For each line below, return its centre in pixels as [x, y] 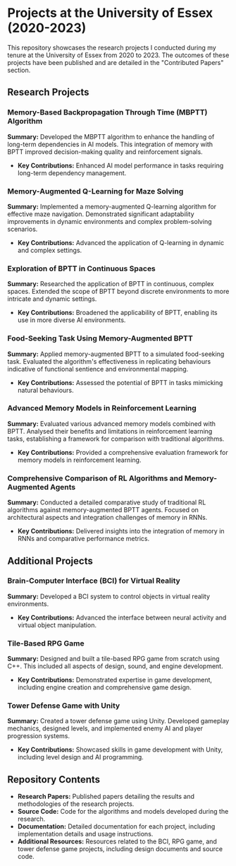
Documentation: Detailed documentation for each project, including [116, 826]
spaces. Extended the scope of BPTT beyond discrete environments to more [118, 292]
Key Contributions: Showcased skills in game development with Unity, [120, 749]
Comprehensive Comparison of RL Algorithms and [95, 478]
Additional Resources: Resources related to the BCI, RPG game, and [117, 841]
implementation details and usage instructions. [85, 834]
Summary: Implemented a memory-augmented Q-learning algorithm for [112, 206]
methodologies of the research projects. [76, 804]
